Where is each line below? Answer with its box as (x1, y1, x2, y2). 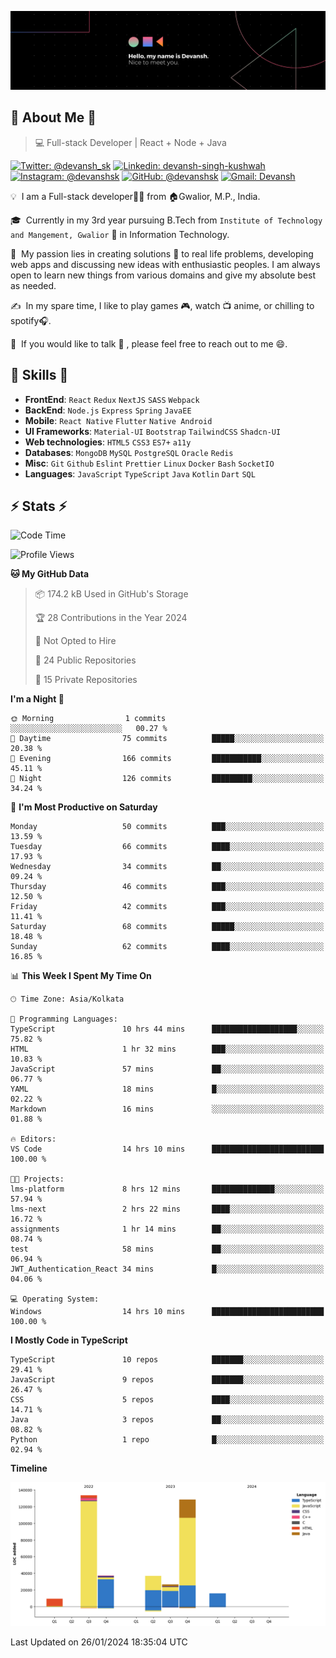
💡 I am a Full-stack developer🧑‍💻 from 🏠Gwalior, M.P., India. (10, 190, 261, 202)
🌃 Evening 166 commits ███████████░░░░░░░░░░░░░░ (10, 754, 325, 764)
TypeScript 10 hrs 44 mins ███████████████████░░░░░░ (10, 1024, 325, 1035)
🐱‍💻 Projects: (10, 1174, 65, 1185)
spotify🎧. (10, 314, 52, 326)
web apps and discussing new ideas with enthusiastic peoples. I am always (10, 258, 321, 270)
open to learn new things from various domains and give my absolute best (10, 269, 317, 281)
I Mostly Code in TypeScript (10, 1334, 128, 1346)
